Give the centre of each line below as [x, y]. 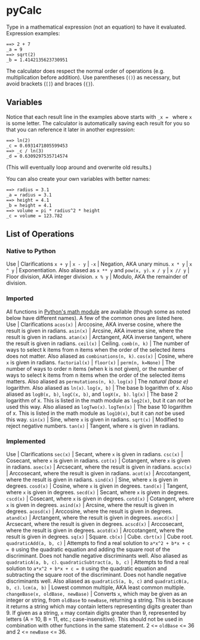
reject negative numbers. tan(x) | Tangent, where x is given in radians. [93, 426]
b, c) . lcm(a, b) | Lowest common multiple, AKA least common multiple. [96, 587]
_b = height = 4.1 [29, 205]
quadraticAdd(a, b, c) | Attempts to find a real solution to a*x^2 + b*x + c [98, 543]
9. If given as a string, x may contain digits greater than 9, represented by [96, 613]
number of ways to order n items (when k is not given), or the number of [95, 368]
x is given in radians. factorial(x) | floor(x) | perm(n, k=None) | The [90, 362]
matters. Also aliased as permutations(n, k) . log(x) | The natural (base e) [97, 381]
